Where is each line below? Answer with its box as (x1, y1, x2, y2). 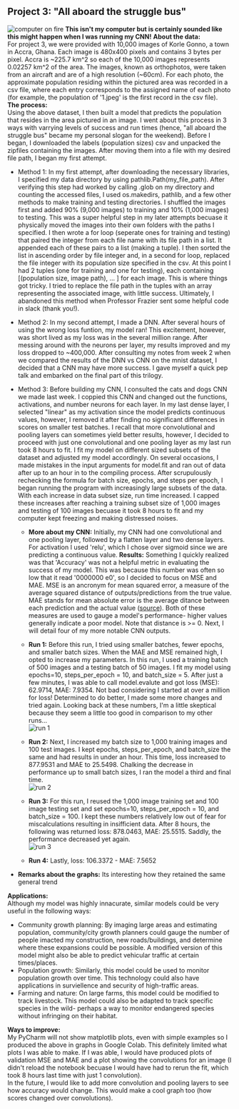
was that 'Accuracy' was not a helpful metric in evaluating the (28, 558, 210, 566)
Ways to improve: (7, 1025, 61, 1034)
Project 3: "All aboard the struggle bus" (7, 6, 187, 18)
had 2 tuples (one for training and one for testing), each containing (17, 266, 214, 274)
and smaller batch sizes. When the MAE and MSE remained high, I (28, 648, 223, 656)
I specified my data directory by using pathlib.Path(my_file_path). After (17, 175, 225, 184)
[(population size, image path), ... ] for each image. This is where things (17, 274, 228, 282)
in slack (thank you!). (17, 303, 80, 313)
